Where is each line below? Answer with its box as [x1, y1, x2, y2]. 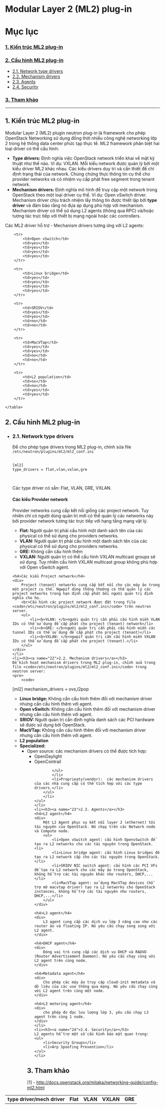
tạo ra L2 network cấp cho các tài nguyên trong [34, 854, 136, 859]
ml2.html [27, 1085, 45, 1091]
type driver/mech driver [7, 1096, 65, 1103]
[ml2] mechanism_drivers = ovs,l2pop [12, 686, 89, 692]
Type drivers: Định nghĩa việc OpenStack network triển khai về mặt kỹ [12, 155, 155, 161]
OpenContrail [34, 759, 61, 765]
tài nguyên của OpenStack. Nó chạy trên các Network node [34, 824, 156, 829]
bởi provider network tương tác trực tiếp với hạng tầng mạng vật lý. [12, 518, 148, 524]
